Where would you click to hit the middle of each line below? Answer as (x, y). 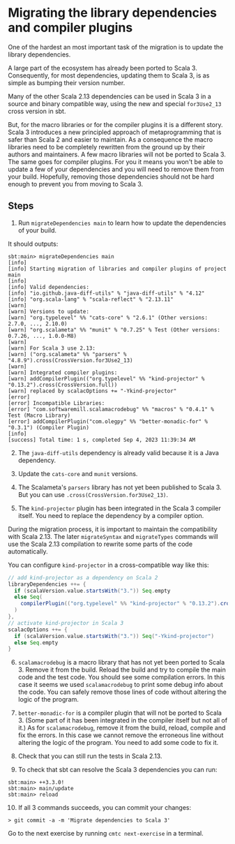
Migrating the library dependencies (113, 13)
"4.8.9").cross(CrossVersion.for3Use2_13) (70, 360)
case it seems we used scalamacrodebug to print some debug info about (121, 685)
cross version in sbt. (37, 111)
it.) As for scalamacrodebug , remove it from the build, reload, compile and (122, 728)
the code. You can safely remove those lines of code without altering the (122, 692)
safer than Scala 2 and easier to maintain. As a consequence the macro (111, 139)
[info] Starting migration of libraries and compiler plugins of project (117, 269)
